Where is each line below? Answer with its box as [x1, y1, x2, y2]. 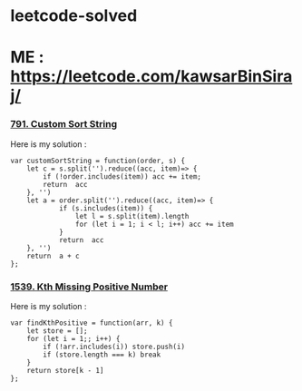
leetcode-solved [10, 5, 138, 26]
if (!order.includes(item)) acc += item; [43, 171, 202, 181]
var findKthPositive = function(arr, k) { [10, 318, 173, 327]
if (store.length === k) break [43, 350, 161, 359]
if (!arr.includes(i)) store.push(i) [43, 342, 185, 351]
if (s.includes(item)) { [58, 203, 153, 213]
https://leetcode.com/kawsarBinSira [10, 66, 293, 87]
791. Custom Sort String [10, 118, 117, 131]
